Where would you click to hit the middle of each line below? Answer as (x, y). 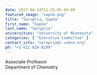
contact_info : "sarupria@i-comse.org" (46, 43)
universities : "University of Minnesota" (49, 33)
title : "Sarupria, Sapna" (32, 19)
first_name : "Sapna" (27, 24)
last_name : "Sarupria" (29, 29)
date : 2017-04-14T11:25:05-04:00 (40, 10)
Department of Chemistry (32, 67)
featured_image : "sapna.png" (36, 15)
